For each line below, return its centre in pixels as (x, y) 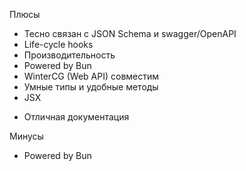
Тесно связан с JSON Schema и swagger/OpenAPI (130, 33)
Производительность (69, 55)
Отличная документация (76, 117)
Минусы (26, 136)
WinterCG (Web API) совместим (91, 76)
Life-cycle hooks (58, 44)
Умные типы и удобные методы (91, 87)
